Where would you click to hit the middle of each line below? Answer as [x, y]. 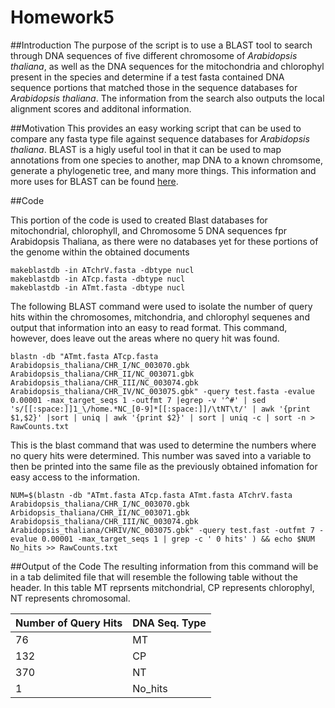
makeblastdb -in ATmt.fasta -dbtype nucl [98, 287]
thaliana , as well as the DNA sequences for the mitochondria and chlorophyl [167, 66]
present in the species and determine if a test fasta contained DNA [147, 77]
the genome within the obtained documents [100, 252]
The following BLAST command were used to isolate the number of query [161, 306]
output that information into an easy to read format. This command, [149, 327]
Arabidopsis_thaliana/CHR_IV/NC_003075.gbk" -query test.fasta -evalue [162, 391]
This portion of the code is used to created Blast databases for [139, 220]
